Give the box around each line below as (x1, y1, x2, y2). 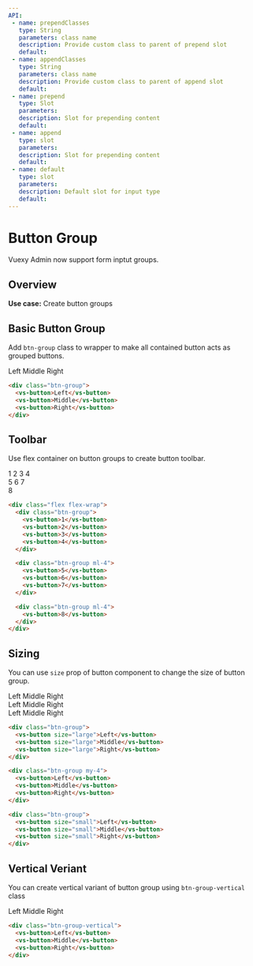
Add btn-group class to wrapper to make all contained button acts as (8, 343, 231, 352)
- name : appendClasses (11, 56, 87, 64)
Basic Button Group (8, 321, 106, 335)
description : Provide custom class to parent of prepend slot (18, 41, 227, 49)
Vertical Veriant (8, 862, 87, 875)
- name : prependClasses (11, 19, 90, 27)
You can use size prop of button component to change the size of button (8, 668, 246, 677)
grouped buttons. (8, 351, 65, 361)
